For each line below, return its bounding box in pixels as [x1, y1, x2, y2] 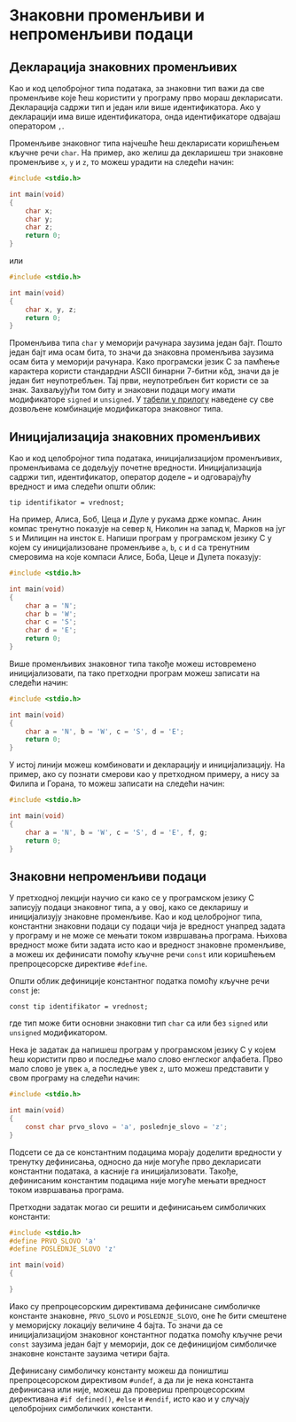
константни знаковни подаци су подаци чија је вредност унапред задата [9, 921, 286, 931]
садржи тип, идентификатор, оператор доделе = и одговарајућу [9, 472, 252, 483]
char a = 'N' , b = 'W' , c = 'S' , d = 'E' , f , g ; [25, 828, 208, 837]
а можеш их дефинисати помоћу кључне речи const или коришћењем [9, 949, 277, 960]
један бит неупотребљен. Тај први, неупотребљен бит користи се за [9, 375, 269, 386]
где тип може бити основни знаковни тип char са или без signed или [9, 1017, 269, 1029]
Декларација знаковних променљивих [9, 59, 238, 75]
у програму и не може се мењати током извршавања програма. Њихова [9, 931, 288, 941]
